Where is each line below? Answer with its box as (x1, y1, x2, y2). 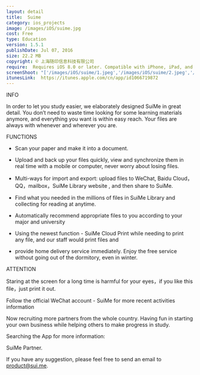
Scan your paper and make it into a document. (14, 145, 129, 152)
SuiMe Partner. (6, 344, 43, 351)
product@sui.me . (6, 362, 49, 369)
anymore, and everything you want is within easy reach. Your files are (6, 115, 177, 122)
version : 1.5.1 (6, 42, 44, 48)
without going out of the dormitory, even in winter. (14, 254, 138, 261)
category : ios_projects (6, 20, 65, 26)
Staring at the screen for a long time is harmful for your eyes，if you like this (6, 278, 193, 285)
